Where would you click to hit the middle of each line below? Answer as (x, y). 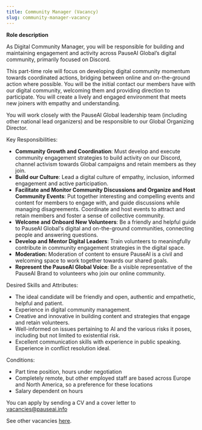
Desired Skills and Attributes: (42, 285)
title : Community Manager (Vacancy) (52, 12)
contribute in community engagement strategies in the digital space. (100, 247)
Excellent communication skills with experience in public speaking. (98, 342)
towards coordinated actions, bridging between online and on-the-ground (98, 77)
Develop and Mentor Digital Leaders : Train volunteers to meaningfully (103, 241)
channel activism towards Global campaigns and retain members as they (106, 164)
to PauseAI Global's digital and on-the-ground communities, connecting (105, 228)
